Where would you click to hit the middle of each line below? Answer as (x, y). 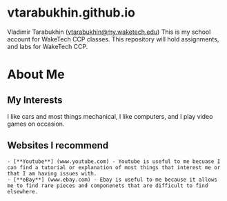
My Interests (35, 100)
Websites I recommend (58, 145)
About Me (36, 75)
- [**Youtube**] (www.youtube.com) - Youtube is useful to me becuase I (114, 161)
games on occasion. (36, 124)
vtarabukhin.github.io (71, 13)
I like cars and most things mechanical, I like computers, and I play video (110, 116)
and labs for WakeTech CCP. (48, 46)
